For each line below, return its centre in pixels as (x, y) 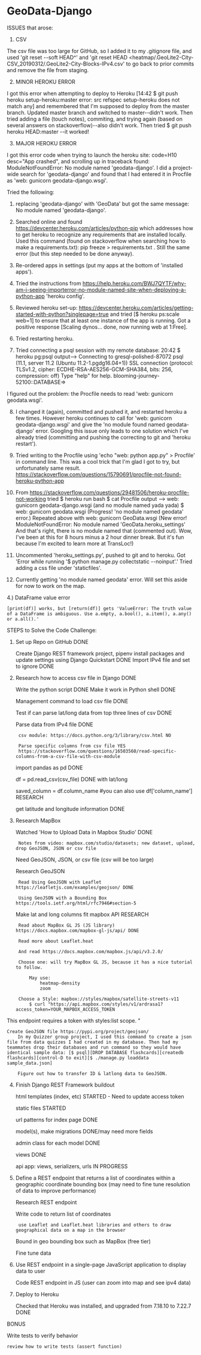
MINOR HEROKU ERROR (45, 82)
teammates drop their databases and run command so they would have (94, 1047)
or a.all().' (23, 619)
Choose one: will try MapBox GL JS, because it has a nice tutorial (106, 962)
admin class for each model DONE (58, 1143)
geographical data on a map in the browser (71, 1230)
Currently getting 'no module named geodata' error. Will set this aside (101, 579)
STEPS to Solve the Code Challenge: (52, 630)
